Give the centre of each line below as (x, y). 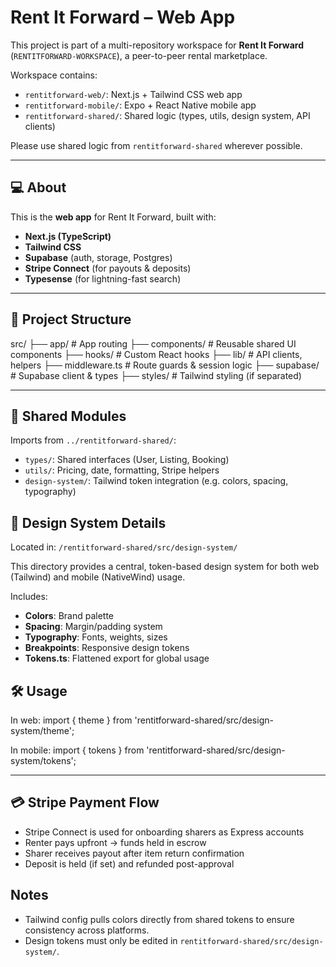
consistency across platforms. (87, 930)
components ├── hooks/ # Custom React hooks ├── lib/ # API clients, (156, 354)
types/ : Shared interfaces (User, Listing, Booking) (127, 460)
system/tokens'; (43, 760)
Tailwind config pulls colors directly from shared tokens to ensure (159, 919)
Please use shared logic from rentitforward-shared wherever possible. (156, 145)
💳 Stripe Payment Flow (85, 802)
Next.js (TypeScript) (68, 236)
